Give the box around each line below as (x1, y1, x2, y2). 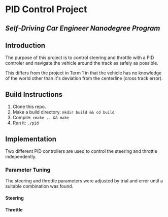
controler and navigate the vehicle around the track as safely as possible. (5, 60, 158, 66)
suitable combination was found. (5, 183, 74, 189)
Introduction (5, 41, 46, 49)
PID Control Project (5, 4, 87, 15)
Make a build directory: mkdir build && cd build (12, 109, 115, 115)
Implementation (5, 134, 57, 143)
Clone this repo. (12, 103, 46, 110)
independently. (5, 154, 37, 160)
